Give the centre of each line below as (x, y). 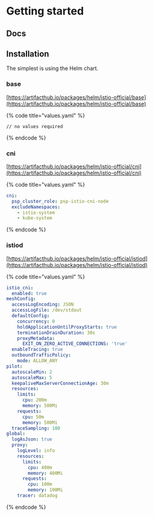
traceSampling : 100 (36, 428)
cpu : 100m (40, 485)
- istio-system (36, 213)
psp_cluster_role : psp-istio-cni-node (60, 201)
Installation (28, 53)
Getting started (45, 11)
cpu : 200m (34, 400)
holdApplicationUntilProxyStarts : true (67, 327)
